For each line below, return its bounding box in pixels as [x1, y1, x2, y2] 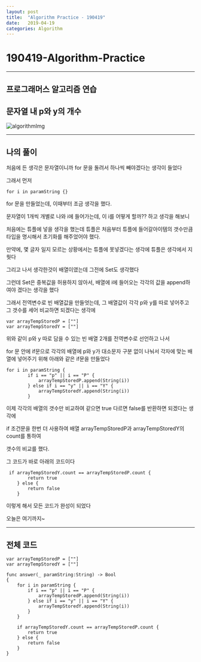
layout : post [6, 8, 39, 15]
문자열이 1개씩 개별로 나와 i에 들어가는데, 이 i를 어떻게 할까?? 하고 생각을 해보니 [6, 213, 190, 220]
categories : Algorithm [6, 25, 63, 32]
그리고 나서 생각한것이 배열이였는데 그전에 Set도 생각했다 [6, 266, 139, 273]
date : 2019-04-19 [6, 20, 55, 26]
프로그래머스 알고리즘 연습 [6, 84, 97, 94]
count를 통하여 [6, 432, 41, 440]
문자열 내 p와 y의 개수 [6, 106, 82, 116]
